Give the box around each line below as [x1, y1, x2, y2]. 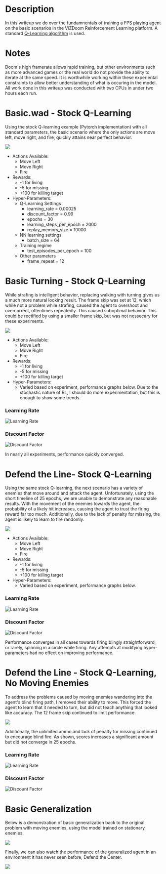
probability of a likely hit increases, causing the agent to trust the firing [5, 506, 149, 512]
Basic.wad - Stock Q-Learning [5, 108, 132, 119]
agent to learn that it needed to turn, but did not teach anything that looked [5, 704, 158, 710]
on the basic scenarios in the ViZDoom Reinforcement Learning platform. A [5, 25, 158, 31]
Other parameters [19, 253, 56, 259]
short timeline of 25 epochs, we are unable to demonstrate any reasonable [5, 496, 157, 501]
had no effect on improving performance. [29, 650, 114, 656]
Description [5, 3, 54, 15]
